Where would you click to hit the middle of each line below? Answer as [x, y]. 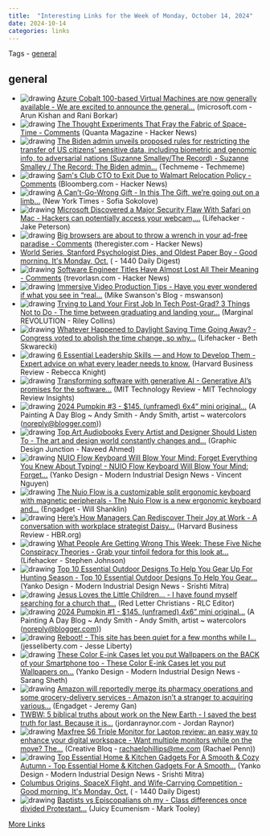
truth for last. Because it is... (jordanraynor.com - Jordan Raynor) [127, 723]
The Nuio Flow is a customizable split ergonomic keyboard [154, 492]
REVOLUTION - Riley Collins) [67, 321]
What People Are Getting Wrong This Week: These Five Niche [160, 544]
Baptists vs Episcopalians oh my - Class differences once [152, 800]
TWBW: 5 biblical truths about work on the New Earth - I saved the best [138, 714]
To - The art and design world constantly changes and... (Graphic [128, 441]
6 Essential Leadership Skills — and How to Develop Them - [156, 355]
